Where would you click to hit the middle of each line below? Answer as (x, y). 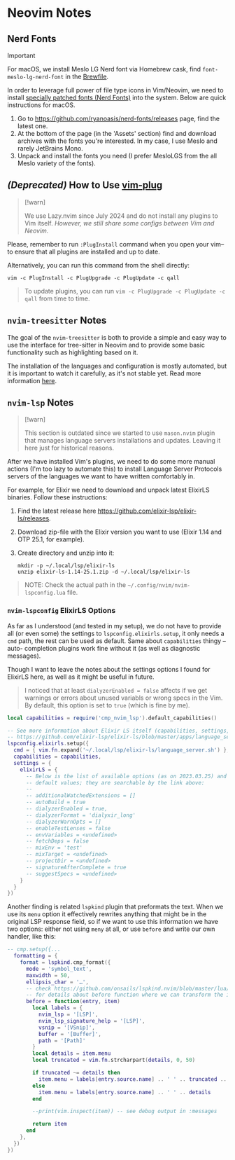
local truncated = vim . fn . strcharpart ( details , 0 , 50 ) (114, 1060)
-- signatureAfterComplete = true (76, 867)
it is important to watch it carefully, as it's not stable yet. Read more (104, 373)
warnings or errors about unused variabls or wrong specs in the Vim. (123, 698)
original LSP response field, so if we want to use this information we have (113, 922)
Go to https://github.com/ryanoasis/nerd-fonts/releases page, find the (119, 118)
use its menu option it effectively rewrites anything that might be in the (107, 914)
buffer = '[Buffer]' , (70, 1034)
